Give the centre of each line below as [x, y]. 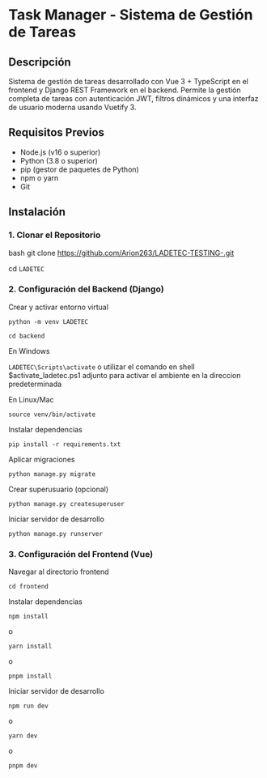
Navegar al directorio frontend [59, 572]
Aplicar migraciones [42, 459]
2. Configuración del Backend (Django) [86, 289]
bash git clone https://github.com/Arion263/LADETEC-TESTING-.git [121, 253]
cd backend [27, 336]
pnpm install [30, 676]
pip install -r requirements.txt [65, 444]
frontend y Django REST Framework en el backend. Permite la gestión [125, 90]
